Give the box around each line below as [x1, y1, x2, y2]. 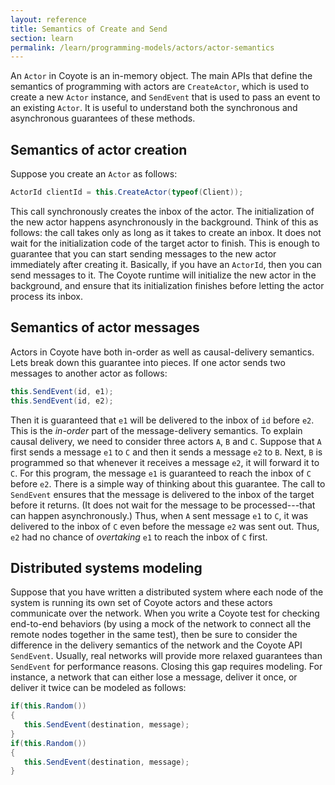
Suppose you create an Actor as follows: [10, 168, 178, 180]
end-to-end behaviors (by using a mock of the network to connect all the [10, 618, 312, 630]
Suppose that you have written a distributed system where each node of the [10, 586, 324, 598]
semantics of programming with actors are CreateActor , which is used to [10, 81, 310, 93]
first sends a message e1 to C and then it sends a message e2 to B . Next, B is [10, 446, 323, 458]
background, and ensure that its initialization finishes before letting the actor [10, 279, 325, 291]
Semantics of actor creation [10, 141, 188, 158]
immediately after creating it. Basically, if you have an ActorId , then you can [10, 258, 323, 270]
